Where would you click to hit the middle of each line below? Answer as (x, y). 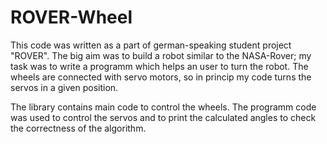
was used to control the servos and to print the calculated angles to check (163, 117)
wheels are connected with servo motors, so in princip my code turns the (161, 77)
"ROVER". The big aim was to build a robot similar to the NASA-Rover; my (161, 55)
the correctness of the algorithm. (78, 128)
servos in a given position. (64, 87)
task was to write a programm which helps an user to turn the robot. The (159, 66)
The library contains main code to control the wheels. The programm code (163, 107)
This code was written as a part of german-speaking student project (151, 45)
